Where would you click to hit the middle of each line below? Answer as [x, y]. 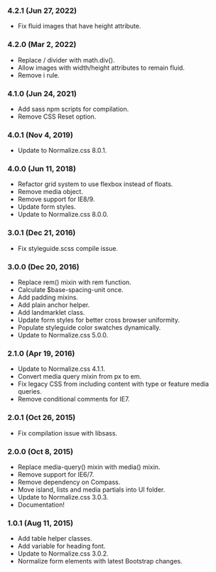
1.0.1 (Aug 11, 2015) [40, 523]
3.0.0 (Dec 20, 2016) [43, 266]
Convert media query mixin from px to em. [80, 377]
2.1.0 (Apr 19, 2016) [41, 354]
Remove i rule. [39, 75]
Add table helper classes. [55, 539]
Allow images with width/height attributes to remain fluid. [101, 68]
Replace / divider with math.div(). [66, 60]
